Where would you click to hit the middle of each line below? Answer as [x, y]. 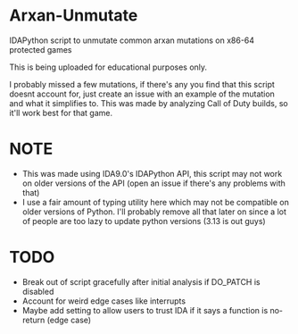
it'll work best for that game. [61, 113]
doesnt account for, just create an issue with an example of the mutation [142, 94]
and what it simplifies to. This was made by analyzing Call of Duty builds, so [149, 103]
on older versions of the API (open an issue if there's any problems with [153, 183]
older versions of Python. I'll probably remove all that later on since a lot [154, 212]
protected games [41, 49]
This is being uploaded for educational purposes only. [108, 67]
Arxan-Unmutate [74, 16]
